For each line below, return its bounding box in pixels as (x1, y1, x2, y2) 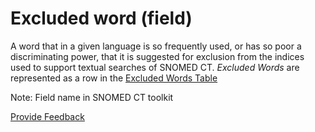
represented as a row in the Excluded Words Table (10, 72, 218, 84)
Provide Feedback (10, 110, 85, 122)
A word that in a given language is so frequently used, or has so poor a (10, 40, 302, 52)
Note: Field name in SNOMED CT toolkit (10, 91, 174, 103)
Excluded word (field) (10, 7, 193, 30)
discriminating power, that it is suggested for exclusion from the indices (10, 50, 305, 62)
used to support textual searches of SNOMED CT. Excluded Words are (10, 61, 300, 73)
